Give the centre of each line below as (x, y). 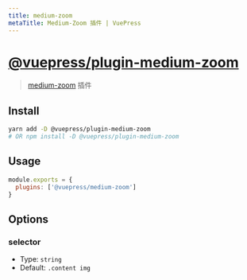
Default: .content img (55, 268)
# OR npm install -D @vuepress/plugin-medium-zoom (94, 137)
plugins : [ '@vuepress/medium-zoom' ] (76, 187)
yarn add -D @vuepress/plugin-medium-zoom (79, 129)
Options (29, 219)
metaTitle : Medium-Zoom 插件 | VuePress (75, 23)
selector (25, 242)
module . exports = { (41, 180)
